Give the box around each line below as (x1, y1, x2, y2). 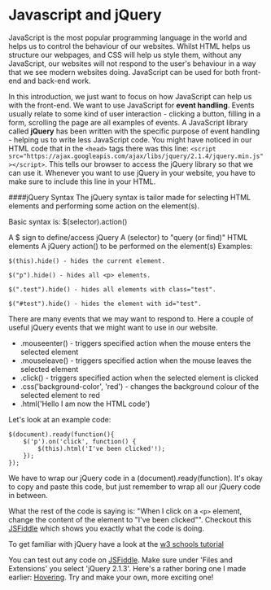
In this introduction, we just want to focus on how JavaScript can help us (8, 91, 252, 101)
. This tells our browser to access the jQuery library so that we (44, 159, 254, 168)
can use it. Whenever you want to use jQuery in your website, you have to (8, 168, 256, 177)
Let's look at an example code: (8, 414, 111, 424)
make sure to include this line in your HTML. (8, 177, 156, 186)
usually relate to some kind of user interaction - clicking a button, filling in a (8, 108, 261, 119)
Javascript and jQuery (8, 6, 162, 24)
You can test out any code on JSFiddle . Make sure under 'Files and (8, 555, 234, 565)
